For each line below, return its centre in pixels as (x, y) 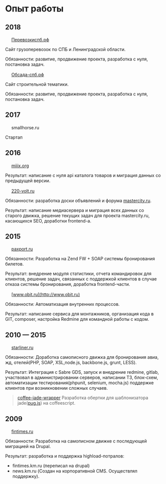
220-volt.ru (23, 191)
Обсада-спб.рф (28, 75)
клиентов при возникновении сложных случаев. (56, 388)
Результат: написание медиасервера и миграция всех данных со (75, 210)
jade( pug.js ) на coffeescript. (46, 403)
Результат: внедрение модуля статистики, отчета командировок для (78, 274)
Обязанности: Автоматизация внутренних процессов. (63, 304)
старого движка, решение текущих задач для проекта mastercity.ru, (78, 216)
